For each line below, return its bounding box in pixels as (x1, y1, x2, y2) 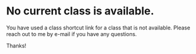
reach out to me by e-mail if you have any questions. (6, 30, 137, 37)
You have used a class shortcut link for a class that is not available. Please (6, 24, 191, 31)
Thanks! (6, 42, 27, 49)
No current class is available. (6, 4, 154, 18)
